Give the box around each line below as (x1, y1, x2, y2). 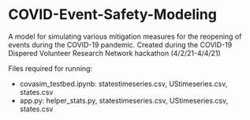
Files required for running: (8, 63, 93, 73)
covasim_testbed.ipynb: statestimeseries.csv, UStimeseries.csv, (19, 79, 228, 88)
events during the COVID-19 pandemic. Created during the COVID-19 (8, 39, 233, 49)
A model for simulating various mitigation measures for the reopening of (8, 32, 242, 41)
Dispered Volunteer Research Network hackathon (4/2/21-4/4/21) (8, 48, 221, 58)
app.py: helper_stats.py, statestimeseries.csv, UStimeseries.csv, (19, 96, 229, 105)
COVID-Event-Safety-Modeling (8, 6, 217, 24)
